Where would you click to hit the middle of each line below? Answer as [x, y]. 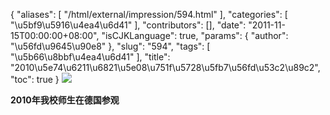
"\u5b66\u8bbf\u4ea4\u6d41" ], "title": [90, 57]
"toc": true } [35, 79]
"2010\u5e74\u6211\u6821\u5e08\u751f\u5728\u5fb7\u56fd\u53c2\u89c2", [165, 67]
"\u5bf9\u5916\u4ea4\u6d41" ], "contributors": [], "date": [128, 25]
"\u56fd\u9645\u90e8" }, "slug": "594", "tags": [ [110, 46]
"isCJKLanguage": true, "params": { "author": [195, 35]
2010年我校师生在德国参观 [65, 100]
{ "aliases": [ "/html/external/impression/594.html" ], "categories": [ [149, 14]
